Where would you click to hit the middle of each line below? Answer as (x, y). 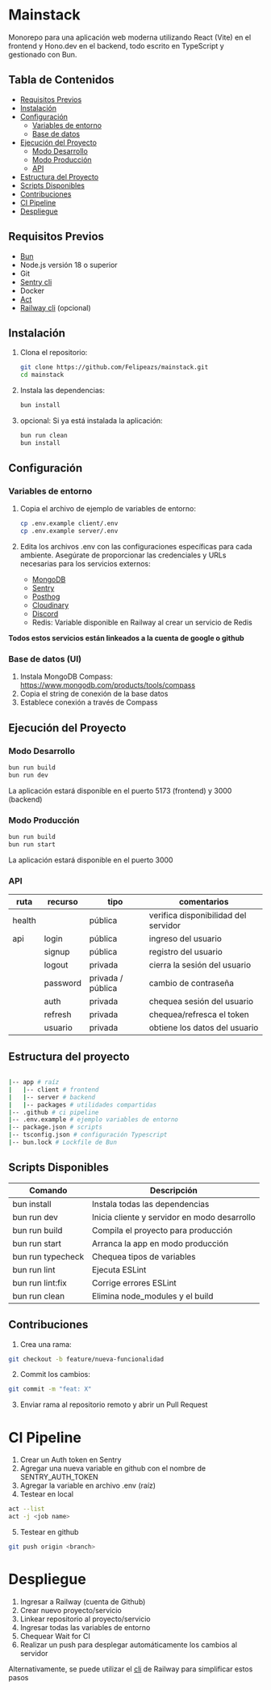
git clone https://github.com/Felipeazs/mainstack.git (114, 367)
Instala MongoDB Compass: (66, 676)
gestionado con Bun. (43, 54)
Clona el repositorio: (54, 353)
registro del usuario (186, 952)
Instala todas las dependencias (150, 1204)
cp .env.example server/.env (69, 532)
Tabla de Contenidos (61, 80)
